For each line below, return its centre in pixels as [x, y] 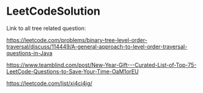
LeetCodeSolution [53, 11]
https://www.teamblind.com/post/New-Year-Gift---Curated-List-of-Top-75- [101, 65]
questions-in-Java [29, 53]
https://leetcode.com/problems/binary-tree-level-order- [77, 40]
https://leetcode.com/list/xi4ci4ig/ [49, 83]
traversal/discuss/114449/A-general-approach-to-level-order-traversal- [97, 46]
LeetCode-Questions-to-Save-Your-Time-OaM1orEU [73, 71]
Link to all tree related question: [46, 28]
